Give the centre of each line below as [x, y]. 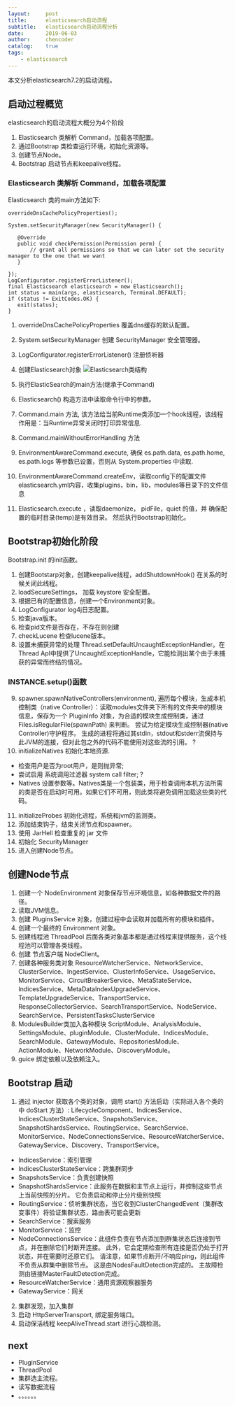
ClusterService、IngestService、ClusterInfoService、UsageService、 [119, 971]
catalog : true [33, 46]
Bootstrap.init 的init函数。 [45, 560]
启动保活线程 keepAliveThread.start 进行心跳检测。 [91, 1323]
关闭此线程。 [43, 583]
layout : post [33, 14]
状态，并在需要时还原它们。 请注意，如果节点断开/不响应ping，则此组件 [121, 1256]
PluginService [38, 1363]
